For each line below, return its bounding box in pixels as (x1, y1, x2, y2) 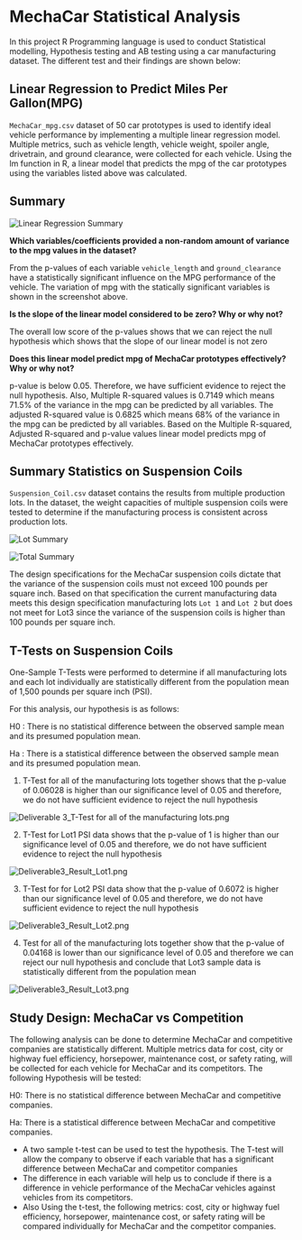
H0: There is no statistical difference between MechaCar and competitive (9, 1090, 282, 1100)
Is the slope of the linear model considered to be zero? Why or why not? (9, 309, 284, 319)
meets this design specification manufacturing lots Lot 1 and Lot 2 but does (9, 597, 293, 608)
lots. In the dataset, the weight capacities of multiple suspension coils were (9, 497, 288, 508)
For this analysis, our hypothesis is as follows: (9, 704, 180, 715)
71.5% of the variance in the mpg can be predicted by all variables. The (9, 399, 274, 410)
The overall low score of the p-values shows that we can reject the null (9, 326, 273, 337)
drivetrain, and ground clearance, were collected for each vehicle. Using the (9, 148, 292, 159)
